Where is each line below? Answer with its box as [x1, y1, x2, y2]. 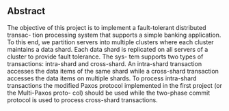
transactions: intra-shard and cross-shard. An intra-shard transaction [7, 59, 202, 67]
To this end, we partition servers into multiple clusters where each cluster [7, 37, 214, 46]
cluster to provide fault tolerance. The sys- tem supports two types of [7, 52, 204, 61]
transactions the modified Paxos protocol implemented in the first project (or [7, 81, 223, 89]
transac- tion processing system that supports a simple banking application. [7, 31, 221, 39]
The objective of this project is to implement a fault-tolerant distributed [7, 23, 206, 31]
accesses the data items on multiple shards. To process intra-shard [7, 74, 197, 82]
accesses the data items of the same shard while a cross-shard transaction [7, 67, 219, 75]
